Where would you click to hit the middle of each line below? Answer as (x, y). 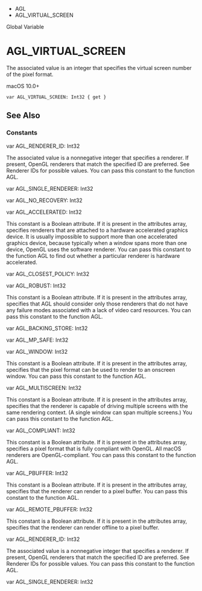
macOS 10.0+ (23, 86)
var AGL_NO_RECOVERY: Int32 (44, 200)
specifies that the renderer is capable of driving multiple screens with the (97, 406)
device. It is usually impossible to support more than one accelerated (92, 236)
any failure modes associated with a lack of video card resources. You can (99, 310)
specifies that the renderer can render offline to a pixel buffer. (83, 527)
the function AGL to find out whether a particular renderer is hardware (93, 255)
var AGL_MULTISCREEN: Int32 (44, 388)
